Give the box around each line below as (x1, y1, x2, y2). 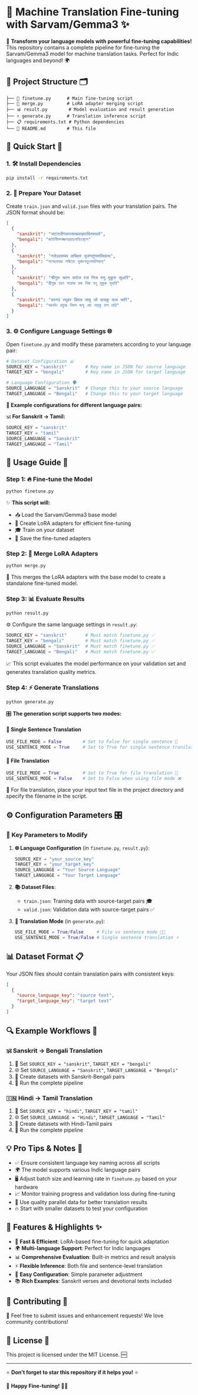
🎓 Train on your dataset (14, 526, 75, 533)
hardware (14, 1184, 38, 1191)
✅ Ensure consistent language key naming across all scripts (14, 1159, 160, 1166)
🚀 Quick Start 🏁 (6, 141, 63, 152)
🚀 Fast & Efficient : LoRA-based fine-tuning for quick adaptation (14, 1238, 169, 1245)
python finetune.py (6, 488, 54, 494)
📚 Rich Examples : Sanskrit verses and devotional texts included (14, 1277, 172, 1284)
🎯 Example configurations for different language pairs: (6, 401, 143, 408)
